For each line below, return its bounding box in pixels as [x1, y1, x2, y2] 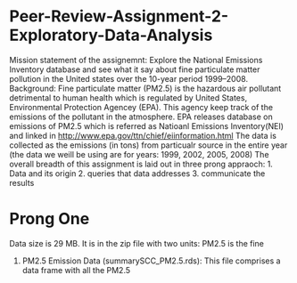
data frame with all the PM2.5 [21, 264, 131, 275]
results [9, 177, 35, 188]
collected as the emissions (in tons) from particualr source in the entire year [9, 140, 288, 150]
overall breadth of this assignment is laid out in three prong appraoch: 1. [9, 158, 274, 169]
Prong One [9, 209, 90, 229]
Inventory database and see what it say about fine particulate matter [9, 64, 260, 75]
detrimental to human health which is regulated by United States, [9, 92, 248, 103]
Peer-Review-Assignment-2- [9, 6, 229, 27]
